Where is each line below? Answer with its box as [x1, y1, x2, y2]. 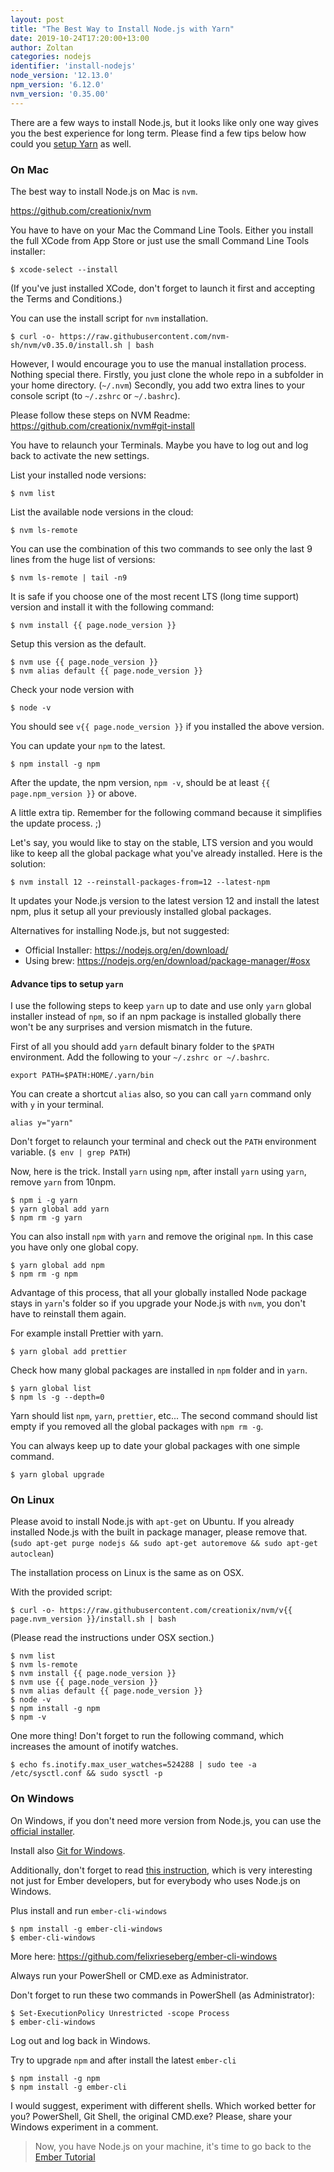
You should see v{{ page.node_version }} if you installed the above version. [10, 720, 325, 732]
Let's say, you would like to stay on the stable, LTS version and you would [10, 836, 314, 848]
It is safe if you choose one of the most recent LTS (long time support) [10, 590, 300, 602]
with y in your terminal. [10, 1099, 105, 1111]
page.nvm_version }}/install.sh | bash [10, 1614, 177, 1625]
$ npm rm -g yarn [10, 1213, 83, 1223]
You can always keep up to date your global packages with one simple [10, 1440, 301, 1452]
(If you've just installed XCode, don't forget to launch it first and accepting [10, 282, 316, 294]
